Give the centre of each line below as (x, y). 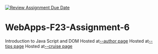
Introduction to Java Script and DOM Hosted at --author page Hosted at (77, 41)
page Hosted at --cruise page (43, 46)
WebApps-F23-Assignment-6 (67, 27)
